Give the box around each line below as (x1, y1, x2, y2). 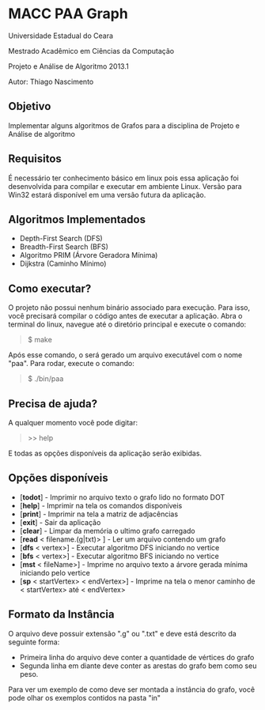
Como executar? (8, 281, 92, 295)
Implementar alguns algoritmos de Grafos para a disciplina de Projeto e (8, 120, 240, 130)
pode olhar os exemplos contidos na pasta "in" (8, 693, 161, 702)
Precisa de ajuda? (8, 397, 97, 410)
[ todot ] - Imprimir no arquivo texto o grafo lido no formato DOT (19, 492, 225, 502)
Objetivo (8, 100, 51, 113)
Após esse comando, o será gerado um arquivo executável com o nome (8, 350, 243, 360)
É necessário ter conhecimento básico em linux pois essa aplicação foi (8, 173, 239, 183)
